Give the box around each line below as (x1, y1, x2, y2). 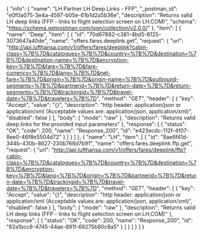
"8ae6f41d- (160, 133, 189, 141)
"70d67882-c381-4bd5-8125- (86, 31, 161, 38)
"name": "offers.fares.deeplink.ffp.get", (95, 140, 193, 147)
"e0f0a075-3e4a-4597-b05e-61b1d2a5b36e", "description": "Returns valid (6, 11, 193, 19)
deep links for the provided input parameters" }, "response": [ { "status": (6, 121, 187, 127)
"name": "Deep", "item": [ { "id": (6, 31, 86, 38)
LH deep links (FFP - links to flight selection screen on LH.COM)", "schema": (6, 18, 196, 25)
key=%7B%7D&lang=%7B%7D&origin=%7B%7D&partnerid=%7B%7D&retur (6, 172, 197, 179)
